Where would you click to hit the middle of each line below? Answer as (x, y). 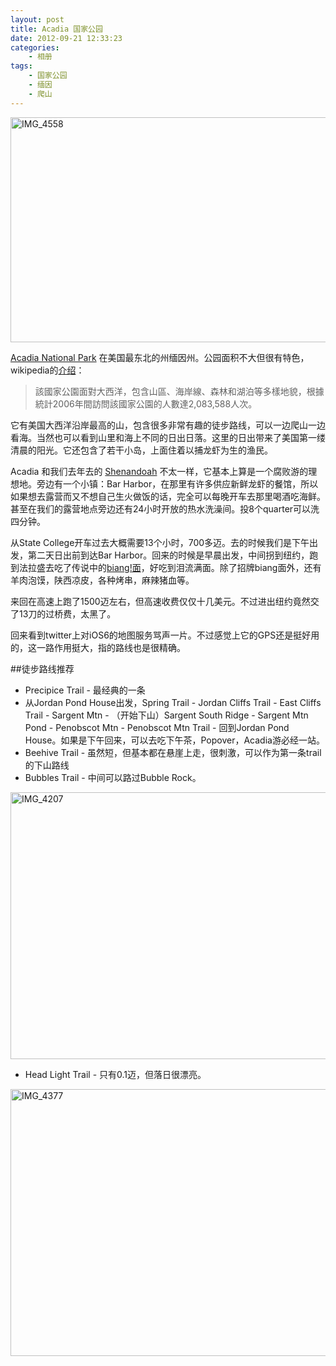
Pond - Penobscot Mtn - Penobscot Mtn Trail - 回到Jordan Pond (157, 727)
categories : (35, 47)
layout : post (37, 19)
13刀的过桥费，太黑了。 (67, 613)
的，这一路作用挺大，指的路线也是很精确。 (98, 647)
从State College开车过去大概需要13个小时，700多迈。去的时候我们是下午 (160, 542)
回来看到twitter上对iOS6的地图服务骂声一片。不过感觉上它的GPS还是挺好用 (165, 635)
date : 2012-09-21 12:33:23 (66, 38)
